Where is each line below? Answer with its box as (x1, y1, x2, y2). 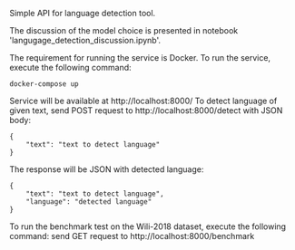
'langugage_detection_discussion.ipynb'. (9, 35, 162, 45)
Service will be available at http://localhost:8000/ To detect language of (9, 95, 278, 106)
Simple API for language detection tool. (9, 8, 156, 18)
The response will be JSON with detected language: (9, 164, 204, 175)
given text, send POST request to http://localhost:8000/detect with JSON (9, 105, 283, 116)
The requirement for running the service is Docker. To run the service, (9, 53, 270, 62)
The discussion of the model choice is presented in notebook (9, 25, 239, 35)
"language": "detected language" (25, 197, 152, 207)
